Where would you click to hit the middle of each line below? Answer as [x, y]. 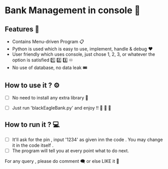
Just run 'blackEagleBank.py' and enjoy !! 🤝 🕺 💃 [61, 108]
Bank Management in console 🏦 [73, 10]
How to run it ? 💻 [32, 125]
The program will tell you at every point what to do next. [71, 150]
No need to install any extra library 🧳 [50, 97]
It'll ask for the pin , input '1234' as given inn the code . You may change [87, 140]
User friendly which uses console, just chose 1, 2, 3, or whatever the [83, 54]
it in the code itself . [33, 145]
